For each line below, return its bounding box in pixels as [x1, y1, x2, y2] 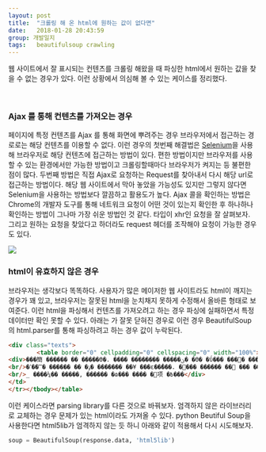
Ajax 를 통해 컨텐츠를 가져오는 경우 [8, 111, 133, 122]
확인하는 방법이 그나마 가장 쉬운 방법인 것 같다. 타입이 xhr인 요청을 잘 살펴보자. [8, 209, 251, 219]
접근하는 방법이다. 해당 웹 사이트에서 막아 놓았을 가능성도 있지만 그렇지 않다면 [8, 180, 247, 190]
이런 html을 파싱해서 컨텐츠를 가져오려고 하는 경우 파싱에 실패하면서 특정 [31, 305, 255, 315]
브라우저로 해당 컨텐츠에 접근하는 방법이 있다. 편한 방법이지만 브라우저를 [16, 150, 239, 159]
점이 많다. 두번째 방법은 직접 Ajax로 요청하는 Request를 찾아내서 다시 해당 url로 [8, 170, 253, 179]
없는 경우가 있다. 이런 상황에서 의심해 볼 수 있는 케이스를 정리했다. [25, 74, 227, 83]
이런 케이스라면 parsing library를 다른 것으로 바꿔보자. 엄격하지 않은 [8, 400, 218, 410]
